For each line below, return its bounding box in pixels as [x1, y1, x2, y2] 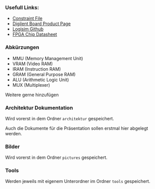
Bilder [5, 143, 20, 150]
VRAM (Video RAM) [12, 61, 53, 67]
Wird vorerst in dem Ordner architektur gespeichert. [5, 115, 115, 121]
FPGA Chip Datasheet [12, 32, 57, 38]
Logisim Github [12, 26, 44, 32]
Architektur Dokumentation [5, 104, 73, 111]
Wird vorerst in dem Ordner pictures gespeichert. [5, 154, 108, 160]
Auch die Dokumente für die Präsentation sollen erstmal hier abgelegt [5, 125, 149, 131]
